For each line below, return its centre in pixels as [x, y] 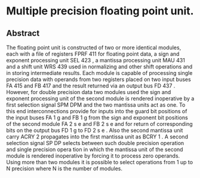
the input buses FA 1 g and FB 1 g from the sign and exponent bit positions [97, 117]
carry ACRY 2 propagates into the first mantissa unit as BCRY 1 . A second [97, 137]
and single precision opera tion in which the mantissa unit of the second [95, 149]
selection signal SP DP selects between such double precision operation [95, 143]
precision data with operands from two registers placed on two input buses [99, 79]
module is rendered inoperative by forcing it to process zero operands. [93, 156]
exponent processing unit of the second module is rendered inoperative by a [100, 98]
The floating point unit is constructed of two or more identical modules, [94, 47]
